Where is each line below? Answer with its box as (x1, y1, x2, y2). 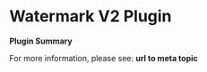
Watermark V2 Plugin (9, 6, 172, 27)
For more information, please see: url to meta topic (9, 52, 199, 63)
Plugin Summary (9, 36, 73, 46)
